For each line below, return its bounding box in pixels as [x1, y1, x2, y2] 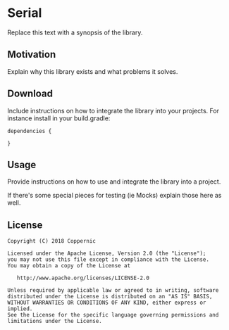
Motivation [7, 49, 56, 61]
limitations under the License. [7, 318, 102, 325]
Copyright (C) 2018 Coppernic [7, 238, 97, 245]
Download [7, 88, 53, 100]
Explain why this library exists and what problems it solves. [7, 67, 178, 75]
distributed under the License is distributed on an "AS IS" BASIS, [7, 293, 213, 300]
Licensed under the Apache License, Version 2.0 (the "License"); [7, 250, 206, 258]
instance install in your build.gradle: [7, 114, 111, 122]
